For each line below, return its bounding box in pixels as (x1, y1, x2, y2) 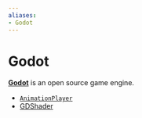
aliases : (8, 11, 37, 20)
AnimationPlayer (19, 95, 73, 102)
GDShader (19, 102, 53, 111)
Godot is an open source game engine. (8, 78, 135, 88)
